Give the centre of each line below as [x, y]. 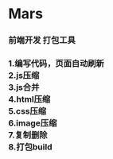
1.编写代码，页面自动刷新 [56, 64]
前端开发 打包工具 [42, 41]
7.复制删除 [28, 135]
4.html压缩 [29, 99]
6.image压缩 [33, 123]
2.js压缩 [24, 76]
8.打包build [31, 147]
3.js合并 [24, 87]
